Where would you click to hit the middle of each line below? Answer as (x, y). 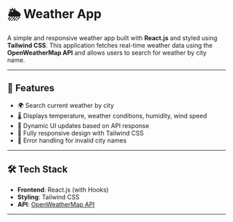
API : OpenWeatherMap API (56, 204)
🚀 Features (31, 88)
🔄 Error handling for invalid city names (72, 140)
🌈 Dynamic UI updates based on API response (83, 125)
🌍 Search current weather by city (66, 105)
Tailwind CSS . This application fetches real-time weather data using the (110, 45)
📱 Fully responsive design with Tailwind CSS (80, 133)
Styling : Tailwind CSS (48, 197)
